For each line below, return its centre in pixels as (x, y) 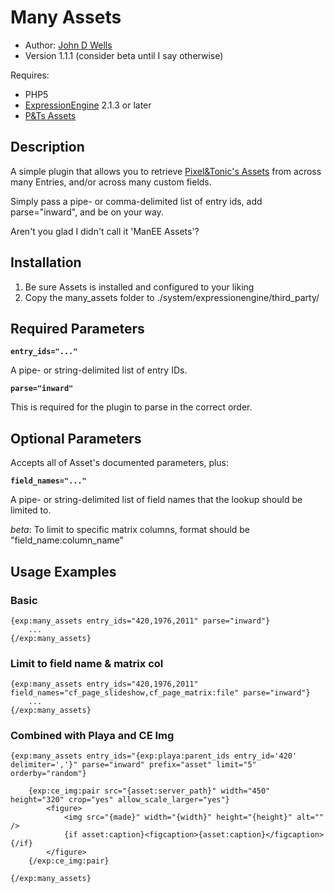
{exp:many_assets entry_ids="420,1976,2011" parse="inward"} (140, 621)
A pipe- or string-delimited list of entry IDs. (99, 370)
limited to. (31, 510)
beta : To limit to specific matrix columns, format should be (130, 530)
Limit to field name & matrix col (87, 663)
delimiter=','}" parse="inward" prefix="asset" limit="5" (133, 765)
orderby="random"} (48, 774)
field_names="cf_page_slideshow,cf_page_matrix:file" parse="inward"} (160, 693)
